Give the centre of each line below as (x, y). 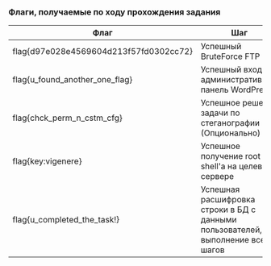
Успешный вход (231, 69)
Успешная (220, 189)
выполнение (225, 240)
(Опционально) (230, 133)
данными (219, 220)
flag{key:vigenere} (47, 161)
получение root (230, 156)
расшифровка (228, 200)
